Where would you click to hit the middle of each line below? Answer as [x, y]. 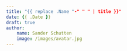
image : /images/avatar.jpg [49, 39]
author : [16, 28]
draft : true [20, 22]
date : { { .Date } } [28, 17]
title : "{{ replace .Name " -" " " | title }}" [64, 11]
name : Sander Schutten [44, 33]
